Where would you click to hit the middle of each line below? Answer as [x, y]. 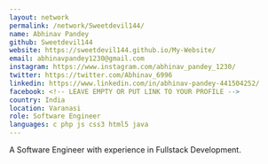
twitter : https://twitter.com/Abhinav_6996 [91, 75]
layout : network [39, 17]
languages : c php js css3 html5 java [79, 125]
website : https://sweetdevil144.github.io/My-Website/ [113, 51]
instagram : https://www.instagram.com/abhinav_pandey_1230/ [123, 67]
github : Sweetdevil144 [51, 42]
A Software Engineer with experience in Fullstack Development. [125, 150]
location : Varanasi [45, 108]
